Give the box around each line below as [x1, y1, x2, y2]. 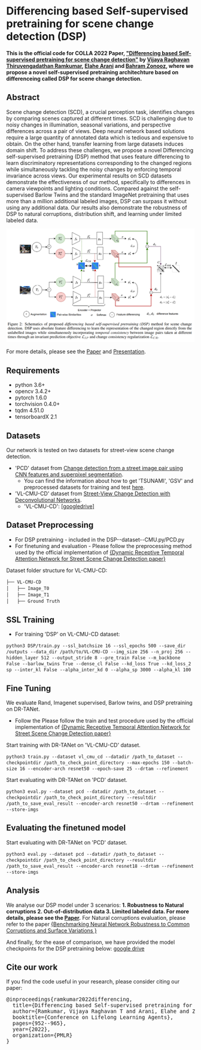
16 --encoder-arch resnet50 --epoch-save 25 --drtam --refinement [19, 766, 188, 772]
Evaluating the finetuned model [6, 823, 126, 833]
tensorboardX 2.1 [14, 413, 57, 420]
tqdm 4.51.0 [14, 407, 44, 414]
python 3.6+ [14, 381, 45, 389]
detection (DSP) [6, 30, 87, 43]
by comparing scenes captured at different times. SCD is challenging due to [6, 115, 193, 122]
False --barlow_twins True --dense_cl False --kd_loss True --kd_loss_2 [6, 661, 191, 667]
